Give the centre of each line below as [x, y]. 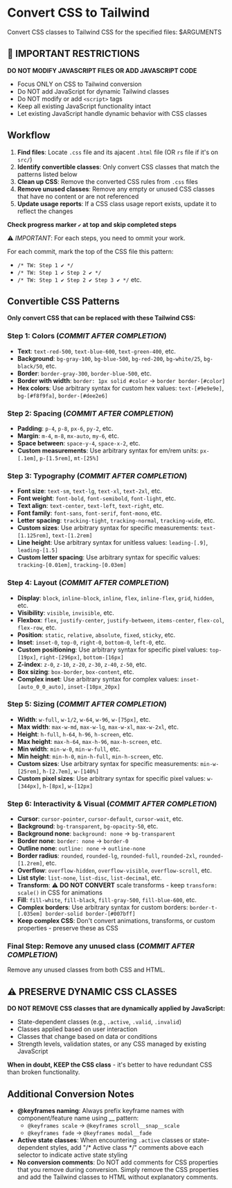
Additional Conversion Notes [71, 1094]
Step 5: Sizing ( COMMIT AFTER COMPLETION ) [87, 704]
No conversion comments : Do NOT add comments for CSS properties [117, 1162]
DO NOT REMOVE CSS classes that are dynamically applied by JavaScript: [116, 1008]
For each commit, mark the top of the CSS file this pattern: [90, 251]
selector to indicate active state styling [72, 1155]
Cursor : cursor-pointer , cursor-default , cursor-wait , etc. [100, 819]
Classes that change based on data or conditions [87, 1037]
